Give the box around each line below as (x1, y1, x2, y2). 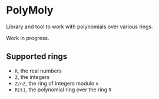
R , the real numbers (14, 67, 62, 74)
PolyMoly (6, 4, 54, 17)
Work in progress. (6, 34, 49, 41)
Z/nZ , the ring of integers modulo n (14, 80, 99, 87)
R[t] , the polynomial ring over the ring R (14, 86, 112, 93)
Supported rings (6, 51, 68, 62)
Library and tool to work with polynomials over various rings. (6, 23, 153, 30)
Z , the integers (14, 73, 50, 80)
